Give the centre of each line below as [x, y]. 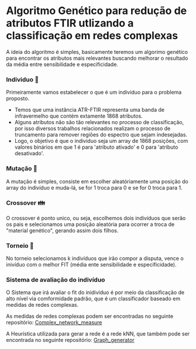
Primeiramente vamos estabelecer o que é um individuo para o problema [94, 93]
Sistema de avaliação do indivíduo [56, 280]
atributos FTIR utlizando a [70, 23]
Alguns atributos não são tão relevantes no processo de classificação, [99, 122]
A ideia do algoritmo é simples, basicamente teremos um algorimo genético [97, 52]
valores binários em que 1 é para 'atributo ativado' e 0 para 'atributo [96, 147]
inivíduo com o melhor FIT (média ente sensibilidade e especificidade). [91, 265]
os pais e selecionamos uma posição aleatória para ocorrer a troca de [90, 224]
